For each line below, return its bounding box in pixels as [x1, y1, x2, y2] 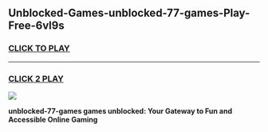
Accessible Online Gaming [8, 114, 98, 124]
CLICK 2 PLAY [8, 73, 64, 84]
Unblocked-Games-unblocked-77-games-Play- [8, 6, 250, 20]
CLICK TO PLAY [8, 43, 70, 54]
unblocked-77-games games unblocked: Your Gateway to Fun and [8, 106, 233, 115]
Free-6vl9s [8, 19, 65, 33]
